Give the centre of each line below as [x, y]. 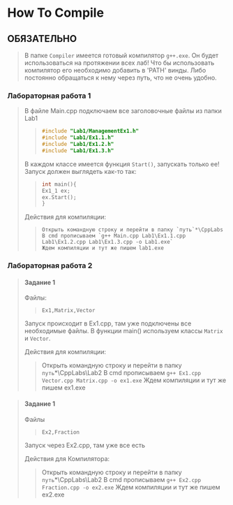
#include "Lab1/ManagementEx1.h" [90, 131]
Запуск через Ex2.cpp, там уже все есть [84, 445]
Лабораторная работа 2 [50, 265]
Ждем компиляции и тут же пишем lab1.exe [103, 248]
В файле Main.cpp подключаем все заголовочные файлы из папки [123, 111]
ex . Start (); [59, 197]
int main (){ [59, 184]
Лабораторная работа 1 [49, 96]
